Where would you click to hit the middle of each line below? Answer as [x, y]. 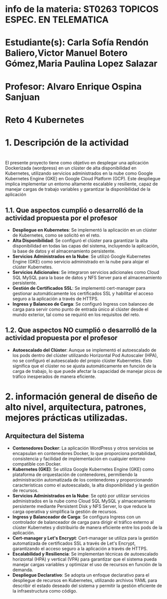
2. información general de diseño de [82, 396]
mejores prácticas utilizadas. [67, 418]
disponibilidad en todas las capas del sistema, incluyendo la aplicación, [85, 245]
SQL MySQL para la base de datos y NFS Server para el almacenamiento [87, 277]
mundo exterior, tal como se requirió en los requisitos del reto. [76, 314]
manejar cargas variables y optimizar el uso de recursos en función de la [87, 564]
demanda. [23, 570]
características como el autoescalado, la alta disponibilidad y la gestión [85, 485]
